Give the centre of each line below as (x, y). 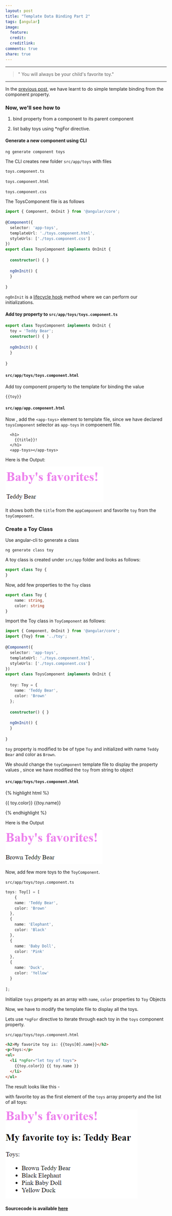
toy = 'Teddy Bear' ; (32, 331)
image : (12, 27)
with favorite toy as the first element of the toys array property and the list (83, 1097)
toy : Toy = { (24, 685)
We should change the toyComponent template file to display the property (82, 764)
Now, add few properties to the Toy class (48, 585)
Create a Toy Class (29, 529)
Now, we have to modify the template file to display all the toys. (72, 1009)
